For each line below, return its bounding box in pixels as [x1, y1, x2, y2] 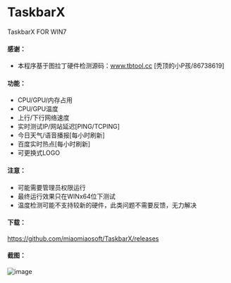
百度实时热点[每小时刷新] [17, 140, 91, 149]
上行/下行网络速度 [17, 113, 70, 122]
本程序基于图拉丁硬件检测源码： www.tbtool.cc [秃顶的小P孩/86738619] [17, 61, 225, 70]
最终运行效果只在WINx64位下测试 [17, 191, 116, 201]
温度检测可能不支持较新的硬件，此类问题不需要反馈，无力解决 [17, 201, 197, 209]
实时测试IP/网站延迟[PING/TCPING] [17, 122, 120, 131]
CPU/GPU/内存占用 [17, 96, 73, 104]
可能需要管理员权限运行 [17, 183, 86, 191]
